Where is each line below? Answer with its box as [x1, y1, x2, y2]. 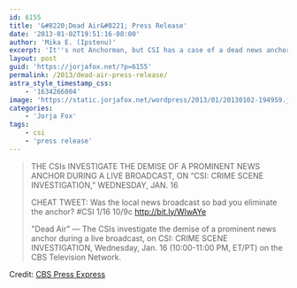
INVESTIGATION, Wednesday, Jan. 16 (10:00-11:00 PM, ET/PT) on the [30, 242, 283, 253]
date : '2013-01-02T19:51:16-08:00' [9, 29, 141, 38]
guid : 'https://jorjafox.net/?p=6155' [9, 63, 152, 72]
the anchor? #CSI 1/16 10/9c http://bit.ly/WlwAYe [30, 206, 207, 217]
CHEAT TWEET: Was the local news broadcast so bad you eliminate [30, 197, 278, 207]
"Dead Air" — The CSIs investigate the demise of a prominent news [30, 223, 277, 234]
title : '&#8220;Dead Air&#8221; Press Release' [9, 21, 188, 30]
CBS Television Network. [30, 252, 122, 262]
